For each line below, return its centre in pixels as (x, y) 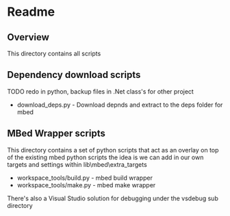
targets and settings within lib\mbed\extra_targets (77, 164)
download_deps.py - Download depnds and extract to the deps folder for (120, 105)
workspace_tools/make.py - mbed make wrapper (86, 185)
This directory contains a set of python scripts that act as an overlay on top (113, 150)
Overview (28, 37)
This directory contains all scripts (54, 53)
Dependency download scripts (74, 75)
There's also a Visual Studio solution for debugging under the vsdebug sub (113, 198)
